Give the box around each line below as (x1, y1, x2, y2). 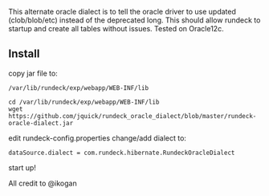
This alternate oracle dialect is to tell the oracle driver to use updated (8, 7, 237, 16)
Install (8, 47, 40, 61)
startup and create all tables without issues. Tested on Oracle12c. (8, 24, 224, 33)
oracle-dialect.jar (8, 119, 74, 127)
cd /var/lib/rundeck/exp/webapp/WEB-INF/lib (8, 98, 160, 106)
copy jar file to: (8, 68, 58, 78)
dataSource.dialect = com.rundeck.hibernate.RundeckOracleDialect (8, 149, 235, 157)
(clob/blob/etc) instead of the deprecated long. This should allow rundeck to (8, 15, 261, 25)
